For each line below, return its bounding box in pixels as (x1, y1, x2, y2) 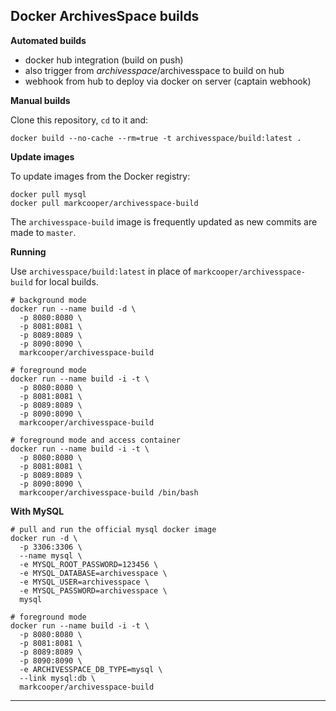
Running (10, 245, 47, 258)
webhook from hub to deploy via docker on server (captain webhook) (24, 75, 312, 87)
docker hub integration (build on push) (24, 54, 184, 66)
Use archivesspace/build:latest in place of (10, 265, 192, 277)
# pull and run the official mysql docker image (10, 524, 217, 534)
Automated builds (10, 34, 87, 46)
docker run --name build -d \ (10, 304, 137, 314)
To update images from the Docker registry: (10, 170, 191, 182)
